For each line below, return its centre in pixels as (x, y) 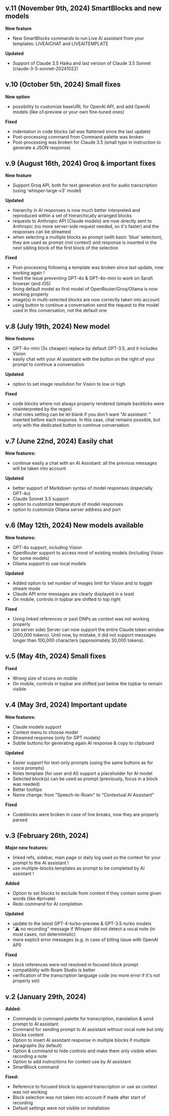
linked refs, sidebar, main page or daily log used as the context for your (87, 858)
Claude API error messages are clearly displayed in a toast (73, 594)
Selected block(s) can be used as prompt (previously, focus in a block (85, 779)
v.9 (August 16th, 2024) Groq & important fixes (80, 164)
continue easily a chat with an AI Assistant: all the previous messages (85, 463)
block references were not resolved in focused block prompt (75, 965)
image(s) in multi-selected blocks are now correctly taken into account (86, 300)
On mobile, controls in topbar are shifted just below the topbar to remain (88, 683)
